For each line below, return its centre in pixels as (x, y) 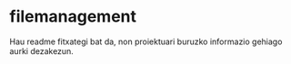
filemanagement (73, 17)
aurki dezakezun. (42, 50)
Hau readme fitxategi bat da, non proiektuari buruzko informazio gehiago (146, 41)
